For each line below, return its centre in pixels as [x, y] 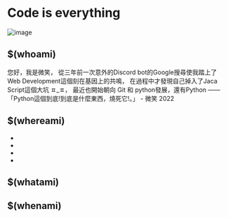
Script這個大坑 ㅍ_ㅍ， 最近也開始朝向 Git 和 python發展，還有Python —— [114, 90]
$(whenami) [34, 206]
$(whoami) [32, 54]
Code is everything [64, 13]
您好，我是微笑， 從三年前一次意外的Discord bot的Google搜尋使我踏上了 [112, 72]
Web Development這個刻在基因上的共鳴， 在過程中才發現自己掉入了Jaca [112, 81]
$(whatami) [33, 182]
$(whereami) [36, 121]
